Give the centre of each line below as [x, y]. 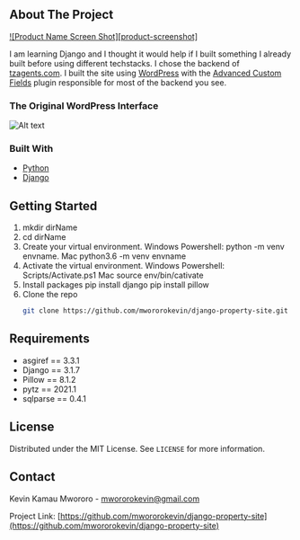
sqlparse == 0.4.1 [54, 398]
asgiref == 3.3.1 [51, 360]
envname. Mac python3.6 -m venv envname [104, 256]
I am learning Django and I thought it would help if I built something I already [150, 54]
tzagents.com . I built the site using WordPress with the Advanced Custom [146, 73]
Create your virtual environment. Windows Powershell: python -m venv [153, 247]
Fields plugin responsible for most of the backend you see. [118, 82]
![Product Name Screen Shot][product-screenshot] [104, 36]
